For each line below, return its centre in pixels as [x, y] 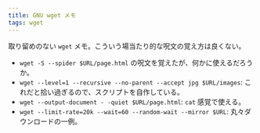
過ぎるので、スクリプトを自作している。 [119, 92]
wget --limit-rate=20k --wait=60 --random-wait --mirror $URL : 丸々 [132, 111]
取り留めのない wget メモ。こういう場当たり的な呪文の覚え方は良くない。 [127, 46]
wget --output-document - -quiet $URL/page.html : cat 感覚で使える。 [132, 102]
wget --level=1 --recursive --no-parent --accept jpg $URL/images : [131, 82]
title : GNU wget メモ [42, 15]
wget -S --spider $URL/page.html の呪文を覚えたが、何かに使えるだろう [136, 63]
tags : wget [26, 23]
